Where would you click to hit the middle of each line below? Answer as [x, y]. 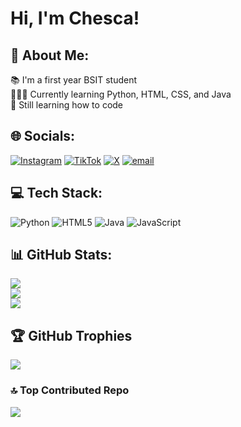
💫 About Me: [50, 55]
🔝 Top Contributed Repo [70, 390]
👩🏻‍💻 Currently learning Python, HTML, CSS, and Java [121, 94]
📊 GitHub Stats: [61, 255]
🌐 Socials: [43, 136]
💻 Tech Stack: [56, 193]
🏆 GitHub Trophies [71, 335]
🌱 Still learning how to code [67, 105]
